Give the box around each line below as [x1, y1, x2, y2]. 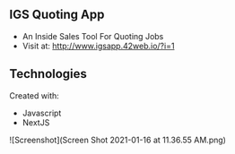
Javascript [22, 107, 62, 118]
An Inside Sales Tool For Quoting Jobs [22, 30, 164, 41]
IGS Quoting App [9, 7, 105, 22]
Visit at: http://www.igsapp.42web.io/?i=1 [22, 40, 175, 51]
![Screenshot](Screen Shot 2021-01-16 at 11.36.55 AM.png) [9, 134, 227, 145]
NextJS [22, 116, 50, 128]
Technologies [9, 66, 88, 81]
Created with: [9, 90, 60, 101]
